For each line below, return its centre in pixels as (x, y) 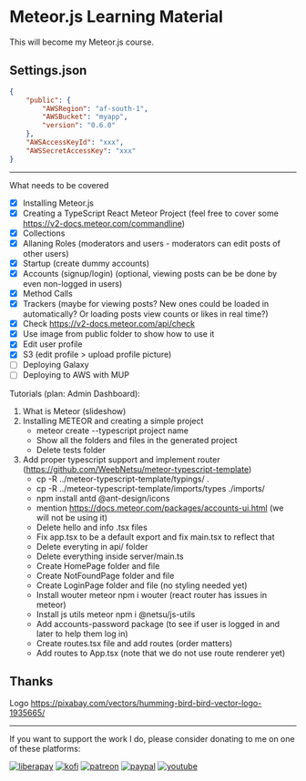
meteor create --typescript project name (112, 431)
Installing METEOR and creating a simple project (113, 421)
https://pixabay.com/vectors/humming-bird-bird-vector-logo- (146, 704)
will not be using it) (71, 517)
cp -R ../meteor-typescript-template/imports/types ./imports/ (151, 488)
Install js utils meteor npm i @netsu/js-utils (116, 614)
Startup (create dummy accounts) (86, 263)
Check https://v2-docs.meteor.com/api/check (109, 324)
